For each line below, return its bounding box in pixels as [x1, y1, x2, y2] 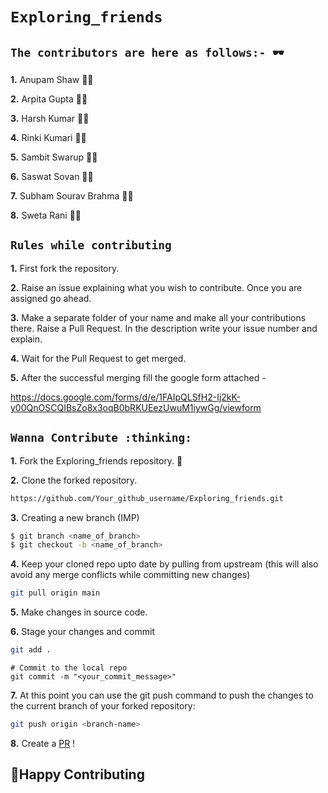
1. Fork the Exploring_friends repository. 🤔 [10, 454, 183, 467]
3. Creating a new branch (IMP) [10, 511, 140, 523]
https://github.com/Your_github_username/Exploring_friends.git [10, 493, 284, 503]
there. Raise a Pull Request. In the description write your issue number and [10, 322, 318, 334]
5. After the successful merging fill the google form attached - [10, 371, 267, 383]
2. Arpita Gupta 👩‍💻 [10, 93, 88, 105]
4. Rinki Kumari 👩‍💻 [10, 132, 87, 143]
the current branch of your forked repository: [10, 700, 196, 712]
